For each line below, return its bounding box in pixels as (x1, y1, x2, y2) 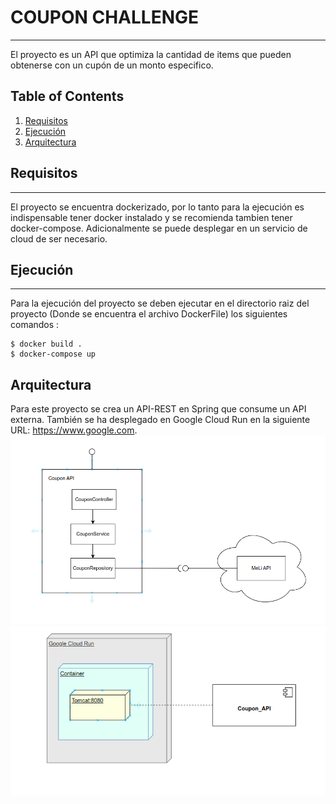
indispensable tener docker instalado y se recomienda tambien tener (10, 211, 293, 223)
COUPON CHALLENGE (10, 6, 200, 29)
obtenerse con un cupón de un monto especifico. (10, 59, 214, 71)
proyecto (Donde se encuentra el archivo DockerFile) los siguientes (10, 308, 288, 320)
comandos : (10, 319, 60, 331)
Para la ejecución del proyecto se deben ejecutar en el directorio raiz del (10, 297, 310, 310)
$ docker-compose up (10, 349, 97, 360)
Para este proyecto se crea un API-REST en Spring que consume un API (10, 403, 307, 415)
